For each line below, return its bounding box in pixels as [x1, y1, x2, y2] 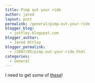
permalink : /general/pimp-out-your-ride [5, 21, 91, 26]
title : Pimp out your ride [5, 7, 61, 12]
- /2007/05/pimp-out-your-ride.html [9, 49, 86, 54]
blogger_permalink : [5, 44, 46, 49]
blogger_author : [5, 35, 39, 40]
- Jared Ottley [9, 40, 41, 45]
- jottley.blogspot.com [9, 30, 59, 35]
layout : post [5, 16, 32, 21]
